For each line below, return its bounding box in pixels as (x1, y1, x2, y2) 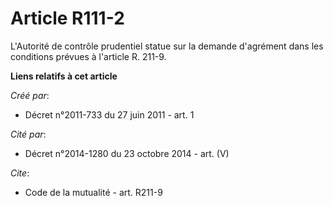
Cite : (10, 167, 30, 179)
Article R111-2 (10, 7, 125, 30)
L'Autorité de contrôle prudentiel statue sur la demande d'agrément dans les (10, 40, 324, 52)
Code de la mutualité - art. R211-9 (24, 186, 163, 198)
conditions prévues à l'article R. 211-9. (10, 50, 167, 62)
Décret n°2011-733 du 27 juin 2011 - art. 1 (24, 108, 195, 121)
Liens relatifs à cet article (10, 70, 118, 82)
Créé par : (10, 89, 50, 101)
